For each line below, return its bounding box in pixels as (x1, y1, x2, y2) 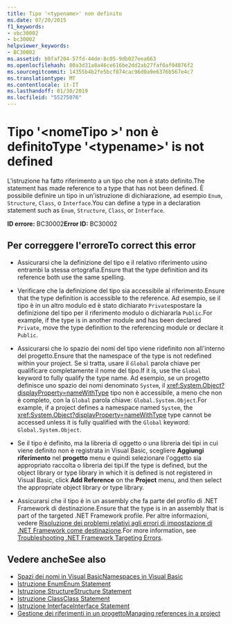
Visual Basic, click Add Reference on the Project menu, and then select (17, 475, 222, 484)
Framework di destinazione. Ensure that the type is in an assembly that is (17, 504, 224, 512)
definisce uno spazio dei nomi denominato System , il (17, 381, 166, 389)
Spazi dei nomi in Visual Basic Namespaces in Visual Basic (17, 572, 184, 580)
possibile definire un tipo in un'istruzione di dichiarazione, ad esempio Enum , (7, 191, 223, 199)
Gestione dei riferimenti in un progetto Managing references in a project (17, 609, 221, 617)
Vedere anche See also (7, 554, 106, 566)
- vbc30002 (7, 29, 39, 37)
